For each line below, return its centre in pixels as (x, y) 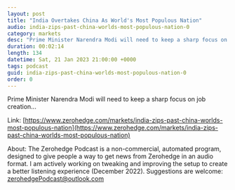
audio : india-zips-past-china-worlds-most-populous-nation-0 (99, 27)
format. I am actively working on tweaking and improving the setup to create (117, 164)
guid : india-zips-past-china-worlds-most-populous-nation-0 (97, 72)
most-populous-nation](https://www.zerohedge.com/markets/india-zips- (113, 128)
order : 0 (20, 79)
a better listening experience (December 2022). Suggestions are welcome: (115, 171)
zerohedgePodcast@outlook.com (56, 179)
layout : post (26, 14)
